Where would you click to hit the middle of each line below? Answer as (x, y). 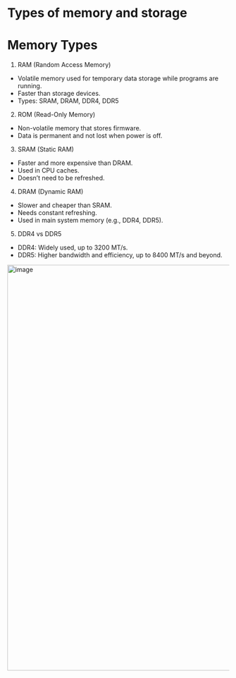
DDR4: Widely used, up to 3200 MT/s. (73, 247)
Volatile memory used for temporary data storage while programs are (118, 78)
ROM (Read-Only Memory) (56, 115)
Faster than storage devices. (59, 94)
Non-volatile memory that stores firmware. (79, 128)
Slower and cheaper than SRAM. (65, 205)
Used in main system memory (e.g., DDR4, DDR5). (90, 221)
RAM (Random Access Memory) (64, 65)
